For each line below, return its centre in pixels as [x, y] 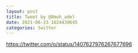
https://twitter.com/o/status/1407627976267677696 [69, 44]
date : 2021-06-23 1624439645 [42, 22]
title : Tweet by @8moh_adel [41, 17]
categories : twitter [32, 28]
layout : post [22, 11]
